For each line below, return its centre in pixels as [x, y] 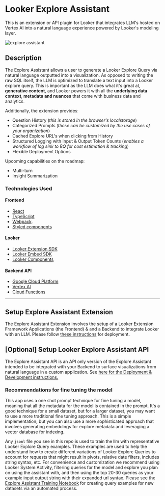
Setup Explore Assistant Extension [59, 312]
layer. [11, 33]
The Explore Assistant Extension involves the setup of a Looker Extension [79, 324]
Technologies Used [29, 189]
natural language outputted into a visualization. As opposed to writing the [79, 75]
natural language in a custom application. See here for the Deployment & [79, 372]
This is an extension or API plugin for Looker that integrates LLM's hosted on [82, 23]
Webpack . [22, 221]
